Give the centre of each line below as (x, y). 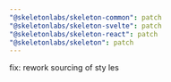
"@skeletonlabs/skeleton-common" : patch (86, 17)
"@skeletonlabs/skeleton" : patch (72, 42)
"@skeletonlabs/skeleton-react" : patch (84, 34)
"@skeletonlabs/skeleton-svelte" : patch (86, 26)
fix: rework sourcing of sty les (64, 68)
